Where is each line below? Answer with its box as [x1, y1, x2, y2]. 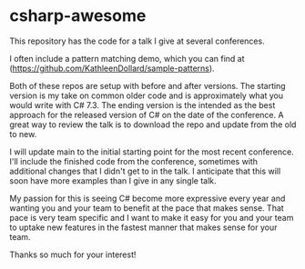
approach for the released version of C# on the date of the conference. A [9, 109, 284, 120]
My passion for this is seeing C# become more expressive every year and [9, 193, 286, 204]
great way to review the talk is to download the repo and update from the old [9, 119, 297, 130]
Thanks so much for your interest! [9, 249, 137, 260]
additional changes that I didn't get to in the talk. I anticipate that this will [9, 165, 281, 176]
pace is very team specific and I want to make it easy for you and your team [9, 212, 294, 223]
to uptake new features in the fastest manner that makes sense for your [9, 222, 278, 233]
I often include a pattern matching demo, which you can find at [9, 53, 245, 64]
